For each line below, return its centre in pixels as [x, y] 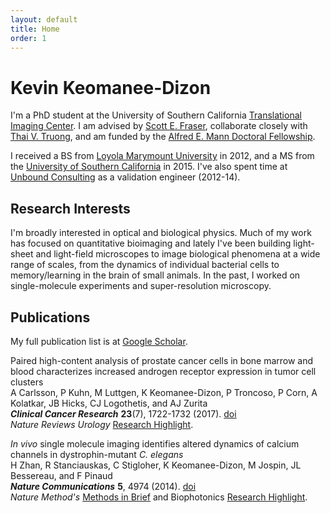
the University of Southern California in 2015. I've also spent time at [149, 167]
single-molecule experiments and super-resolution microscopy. [141, 286]
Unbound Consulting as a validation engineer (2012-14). [125, 177]
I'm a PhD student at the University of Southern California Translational [156, 115]
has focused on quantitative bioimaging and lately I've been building [151, 243]
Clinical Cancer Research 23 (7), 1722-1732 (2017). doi [123, 413]
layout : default [44, 19]
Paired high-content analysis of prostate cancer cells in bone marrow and [162, 360]
